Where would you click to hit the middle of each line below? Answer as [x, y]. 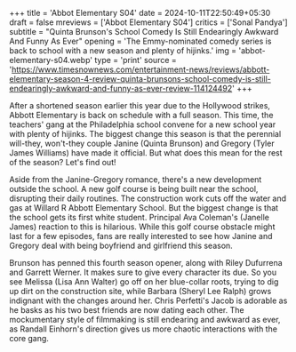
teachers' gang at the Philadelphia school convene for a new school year [143, 124]
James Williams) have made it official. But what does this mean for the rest [146, 153]
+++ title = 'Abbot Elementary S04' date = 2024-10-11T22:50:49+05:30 [140, 13]
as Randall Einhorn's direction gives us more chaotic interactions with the [144, 329]
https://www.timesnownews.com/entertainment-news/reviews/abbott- [141, 69]
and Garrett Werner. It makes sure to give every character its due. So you [143, 272]
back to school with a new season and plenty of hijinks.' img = [123, 51]
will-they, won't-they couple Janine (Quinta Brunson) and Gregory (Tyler [142, 143]
